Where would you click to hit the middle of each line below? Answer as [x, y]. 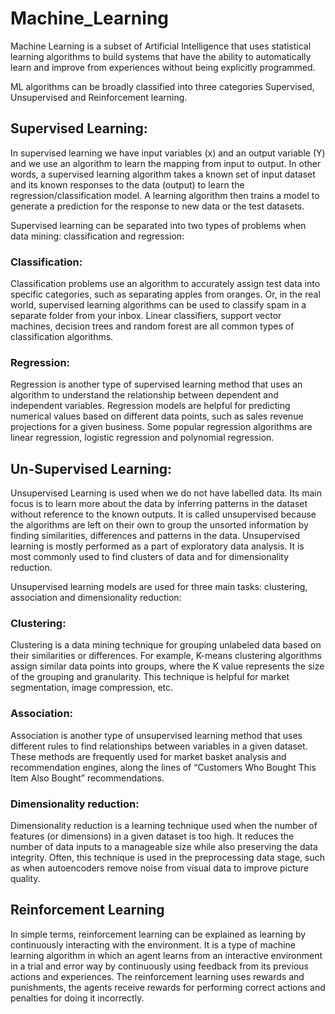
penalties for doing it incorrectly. [77, 998]
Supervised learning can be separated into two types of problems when [158, 225]
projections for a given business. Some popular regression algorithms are [161, 427]
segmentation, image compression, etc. [92, 688]
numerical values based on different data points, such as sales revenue [157, 416]
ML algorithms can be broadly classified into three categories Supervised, [162, 86]
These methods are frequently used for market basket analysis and [148, 756]
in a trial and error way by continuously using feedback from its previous [159, 966]
